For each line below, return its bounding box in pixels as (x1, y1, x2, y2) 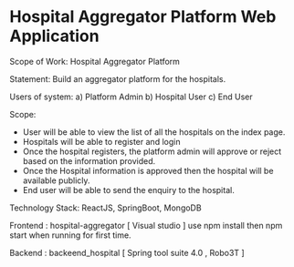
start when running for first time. (9, 230, 131, 241)
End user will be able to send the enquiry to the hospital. (22, 184, 235, 195)
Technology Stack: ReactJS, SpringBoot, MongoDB (9, 202, 203, 213)
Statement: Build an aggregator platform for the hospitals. (9, 73, 226, 84)
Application (9, 26, 100, 46)
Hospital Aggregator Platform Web (9, 6, 277, 27)
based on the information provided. (22, 155, 156, 166)
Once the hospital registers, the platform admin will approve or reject (22, 146, 282, 157)
